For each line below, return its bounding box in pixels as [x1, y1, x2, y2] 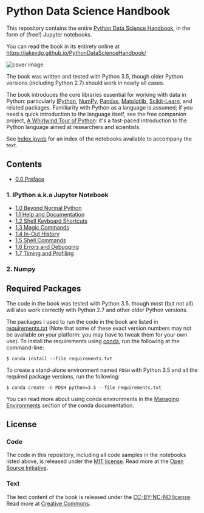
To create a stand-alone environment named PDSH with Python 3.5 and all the [6, 366, 198, 374]
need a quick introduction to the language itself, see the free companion [6, 110, 187, 117]
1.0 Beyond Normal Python [15, 204, 82, 212]
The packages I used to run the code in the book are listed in [6, 318, 158, 325]
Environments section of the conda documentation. [6, 402, 135, 409]
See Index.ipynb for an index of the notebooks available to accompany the [6, 135, 192, 142]
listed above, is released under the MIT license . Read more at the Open [6, 458, 184, 465]
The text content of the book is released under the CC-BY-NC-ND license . [6, 493, 192, 500]
